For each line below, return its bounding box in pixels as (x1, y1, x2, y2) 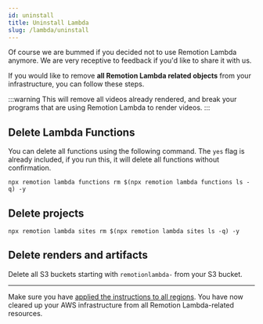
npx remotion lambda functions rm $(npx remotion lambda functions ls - (8, 178, 250, 187)
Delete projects (8, 206, 85, 220)
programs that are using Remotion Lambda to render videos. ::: (8, 103, 211, 112)
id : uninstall (8, 11, 55, 20)
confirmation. (8, 163, 52, 173)
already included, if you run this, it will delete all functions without (8, 155, 220, 165)
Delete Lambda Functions (8, 126, 135, 139)
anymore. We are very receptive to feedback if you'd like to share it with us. (8, 56, 252, 65)
